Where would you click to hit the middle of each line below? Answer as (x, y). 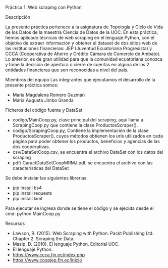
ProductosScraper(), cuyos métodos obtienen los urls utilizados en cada (88, 136)
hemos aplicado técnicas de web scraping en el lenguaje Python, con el (80, 38)
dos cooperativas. (31, 147)
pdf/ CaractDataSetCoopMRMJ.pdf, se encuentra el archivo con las (82, 163)
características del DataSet (41, 168)
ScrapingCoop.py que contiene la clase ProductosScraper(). (75, 125)
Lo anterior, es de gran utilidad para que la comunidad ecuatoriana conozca (84, 59)
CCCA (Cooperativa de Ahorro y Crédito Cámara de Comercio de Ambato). (83, 54)
